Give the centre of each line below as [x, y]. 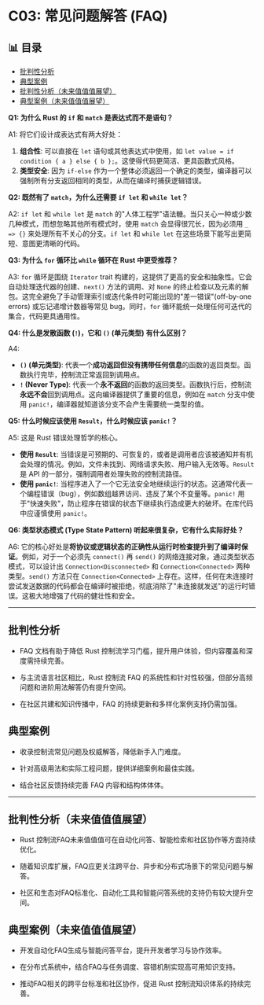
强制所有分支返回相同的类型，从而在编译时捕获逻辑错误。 [112, 180]
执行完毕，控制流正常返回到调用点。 [85, 375]
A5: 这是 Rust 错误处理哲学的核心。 [65, 438]
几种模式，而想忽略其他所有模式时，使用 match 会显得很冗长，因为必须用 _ [128, 224]
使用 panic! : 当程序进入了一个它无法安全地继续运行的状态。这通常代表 [133, 484]
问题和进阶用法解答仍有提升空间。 [75, 687]
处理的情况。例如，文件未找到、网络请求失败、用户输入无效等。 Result [140, 464]
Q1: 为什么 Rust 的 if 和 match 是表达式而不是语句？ [91, 118]
